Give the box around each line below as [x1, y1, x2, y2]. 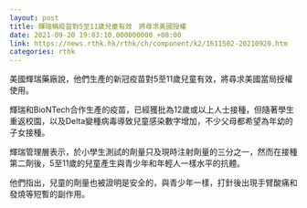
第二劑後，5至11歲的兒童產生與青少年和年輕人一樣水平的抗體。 [9, 158, 245, 169]
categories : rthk [9, 47, 76, 57]
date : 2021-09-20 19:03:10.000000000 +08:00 [9, 30, 182, 39]
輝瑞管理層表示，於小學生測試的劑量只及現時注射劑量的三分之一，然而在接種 [9, 147, 298, 158]
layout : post [9, 13, 59, 23]
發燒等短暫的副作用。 [9, 189, 90, 200]
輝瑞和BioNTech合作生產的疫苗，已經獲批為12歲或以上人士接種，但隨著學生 [9, 104, 295, 115]
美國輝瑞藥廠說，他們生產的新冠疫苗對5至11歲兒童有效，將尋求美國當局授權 [9, 74, 293, 85]
